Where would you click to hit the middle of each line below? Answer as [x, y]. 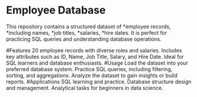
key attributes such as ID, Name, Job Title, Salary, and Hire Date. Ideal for [95, 56]
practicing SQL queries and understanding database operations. [84, 39]
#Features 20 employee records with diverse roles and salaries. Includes [94, 50]
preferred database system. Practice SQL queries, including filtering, [89, 69]
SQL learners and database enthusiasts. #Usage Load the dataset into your [97, 63]
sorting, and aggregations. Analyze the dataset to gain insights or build [92, 75]
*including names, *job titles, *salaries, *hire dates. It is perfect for [87, 32]
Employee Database [56, 10]
